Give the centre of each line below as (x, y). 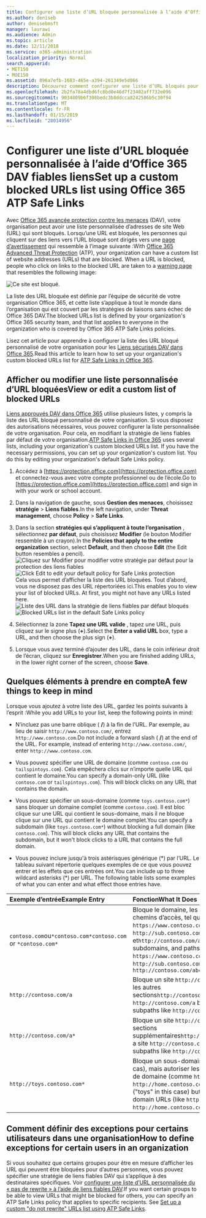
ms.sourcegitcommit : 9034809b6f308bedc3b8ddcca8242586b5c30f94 (89, 98)
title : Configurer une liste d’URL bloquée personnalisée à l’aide (94, 12)
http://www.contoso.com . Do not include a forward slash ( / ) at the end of (106, 737)
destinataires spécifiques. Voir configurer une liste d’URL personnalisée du (101, 1182)
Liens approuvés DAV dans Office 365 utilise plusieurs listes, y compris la (99, 413)
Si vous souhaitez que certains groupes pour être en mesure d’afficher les (100, 1163)
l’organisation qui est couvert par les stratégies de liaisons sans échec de (99, 309)
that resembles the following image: (51, 272)
